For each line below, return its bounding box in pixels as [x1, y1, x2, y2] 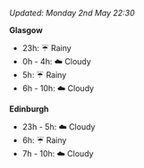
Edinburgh [9, 104, 49, 114]
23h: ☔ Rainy [21, 43, 72, 53]
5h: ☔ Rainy [21, 70, 67, 80]
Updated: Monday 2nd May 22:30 [9, 8, 136, 18]
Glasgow [9, 25, 43, 35]
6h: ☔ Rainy [21, 135, 67, 146]
